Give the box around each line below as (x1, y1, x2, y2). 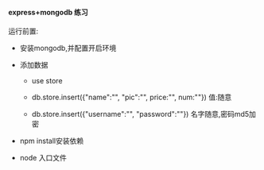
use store (31, 76, 63, 86)
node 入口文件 (19, 153, 68, 163)
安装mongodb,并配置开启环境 (19, 44, 117, 53)
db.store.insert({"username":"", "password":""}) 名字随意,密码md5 (31, 110, 250, 119)
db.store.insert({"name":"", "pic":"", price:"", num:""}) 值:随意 (31, 92, 232, 102)
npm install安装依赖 (19, 136, 84, 146)
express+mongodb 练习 (8, 7, 89, 17)
